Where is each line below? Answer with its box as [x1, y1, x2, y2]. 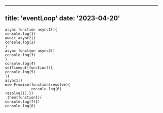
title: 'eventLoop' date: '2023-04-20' [5, 14, 120, 22]
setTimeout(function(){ [5, 65, 53, 70]
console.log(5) [5, 69, 36, 74]
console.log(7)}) [5, 99, 40, 104]
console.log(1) [5, 31, 36, 36]
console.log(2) [5, 40, 36, 45]
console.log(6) [31, 86, 62, 91]
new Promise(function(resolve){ [5, 82, 70, 87]
